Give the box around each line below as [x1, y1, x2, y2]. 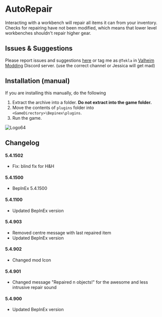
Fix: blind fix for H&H [12, 163, 54, 169]
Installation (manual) [5, 77, 70, 85]
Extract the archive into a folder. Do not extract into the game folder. [12, 99, 152, 105]
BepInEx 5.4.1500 [12, 185, 48, 191]
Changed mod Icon [12, 257, 52, 263]
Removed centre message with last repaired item [12, 230, 111, 236]
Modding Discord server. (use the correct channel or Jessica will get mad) [5, 62, 156, 68]
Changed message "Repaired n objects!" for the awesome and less [12, 279, 148, 285]
